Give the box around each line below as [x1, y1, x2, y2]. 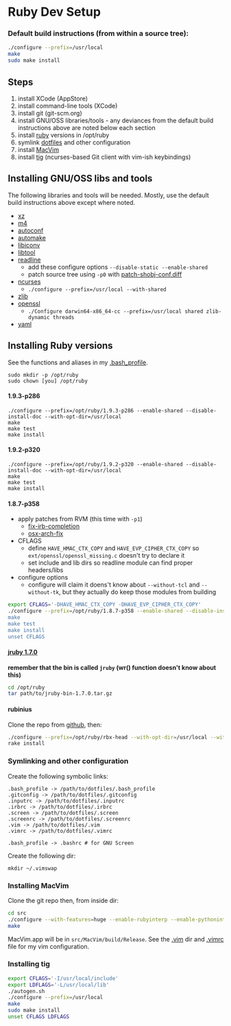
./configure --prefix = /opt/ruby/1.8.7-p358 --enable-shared [8, 608, 184, 615]
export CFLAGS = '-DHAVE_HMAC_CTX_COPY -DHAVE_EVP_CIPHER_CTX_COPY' [8, 601, 202, 609]
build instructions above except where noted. [8, 198, 136, 206]
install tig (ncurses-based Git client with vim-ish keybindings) [17, 153, 191, 161]
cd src [8, 909, 27, 917]
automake [17, 233, 47, 241]
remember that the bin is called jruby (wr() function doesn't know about [8, 663, 217, 671]
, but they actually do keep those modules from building [58, 588, 217, 596]
